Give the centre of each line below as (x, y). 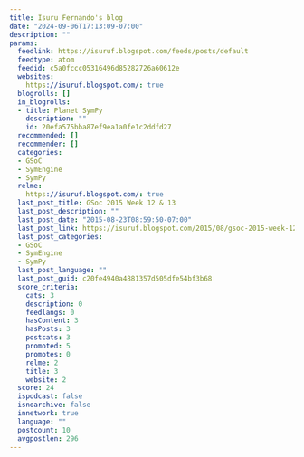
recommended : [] (48, 136)
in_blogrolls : (44, 102)
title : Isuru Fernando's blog (66, 18)
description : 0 (54, 304)
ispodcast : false (50, 396)
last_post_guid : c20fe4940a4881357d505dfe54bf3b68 (115, 279)
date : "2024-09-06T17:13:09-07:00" (76, 26)
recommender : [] (48, 144)
